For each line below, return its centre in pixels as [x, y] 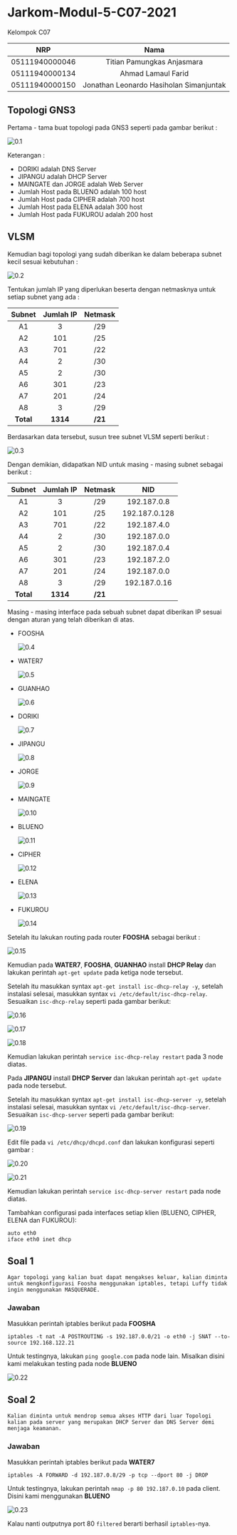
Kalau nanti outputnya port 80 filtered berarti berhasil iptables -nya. [109, 1524]
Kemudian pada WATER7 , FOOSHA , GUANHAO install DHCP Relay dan [112, 965]
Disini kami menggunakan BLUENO [59, 1496]
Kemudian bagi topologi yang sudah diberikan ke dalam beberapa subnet [115, 254]
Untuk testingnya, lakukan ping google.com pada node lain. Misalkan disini [116, 1356]
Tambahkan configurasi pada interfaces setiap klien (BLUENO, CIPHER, [112, 1212]
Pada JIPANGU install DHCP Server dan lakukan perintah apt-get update [115, 1078]
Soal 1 [21, 1261]
